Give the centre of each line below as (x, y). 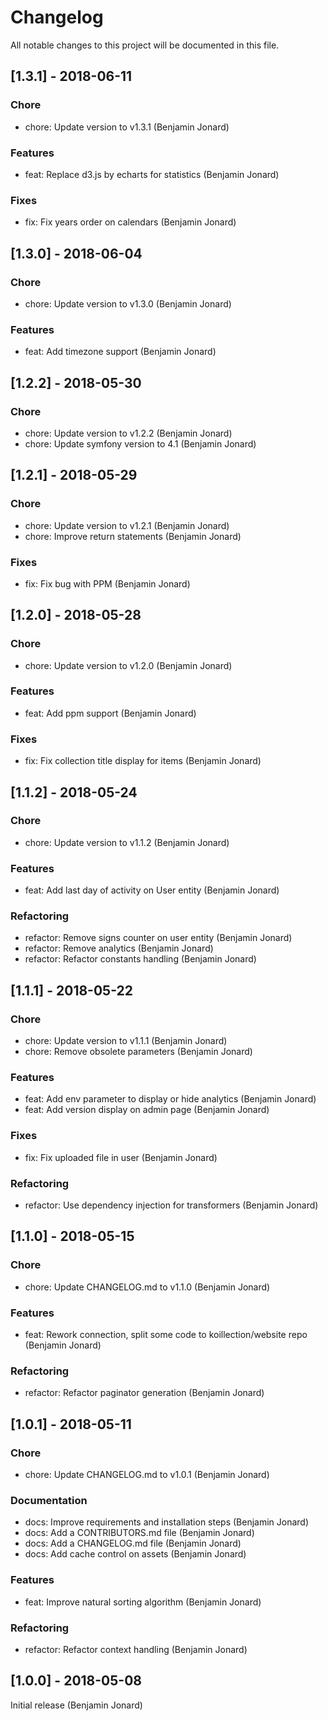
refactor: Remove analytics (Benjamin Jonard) (119, 948)
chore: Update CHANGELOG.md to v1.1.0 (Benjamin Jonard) (147, 1287)
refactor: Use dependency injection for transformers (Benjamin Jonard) (171, 1205)
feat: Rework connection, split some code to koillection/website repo (166, 1334)
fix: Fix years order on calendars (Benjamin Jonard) (130, 222)
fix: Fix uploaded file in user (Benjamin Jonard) (121, 1157)
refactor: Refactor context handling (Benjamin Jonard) (136, 1649)
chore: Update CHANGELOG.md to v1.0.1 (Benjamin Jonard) (147, 1474)
